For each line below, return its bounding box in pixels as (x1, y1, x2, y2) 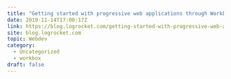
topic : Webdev (7, 36, 48, 43)
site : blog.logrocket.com (7, 29, 81, 36)
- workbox (13, 55, 41, 62)
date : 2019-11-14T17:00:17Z (7, 16, 88, 23)
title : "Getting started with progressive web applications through (7, 10, 208, 17)
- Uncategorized (13, 49, 60, 56)
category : (7, 42, 36, 49)
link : (7, 23, 23, 30)
